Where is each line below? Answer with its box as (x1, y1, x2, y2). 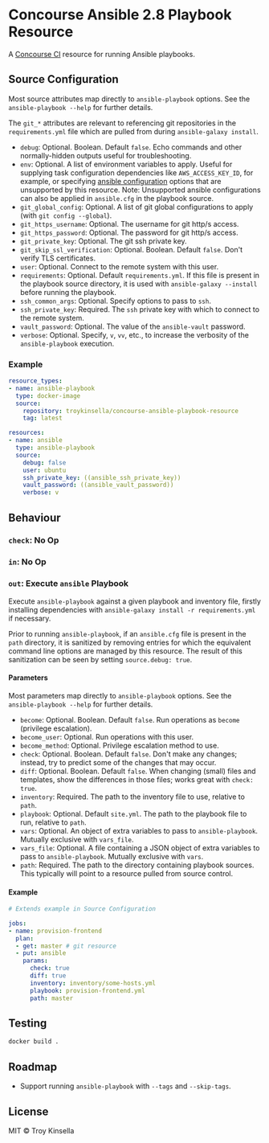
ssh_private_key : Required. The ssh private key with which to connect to (19, 304, 259, 314)
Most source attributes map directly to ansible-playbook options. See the (8, 94, 251, 104)
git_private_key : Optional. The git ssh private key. (19, 236, 187, 246)
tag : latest (22, 414, 63, 423)
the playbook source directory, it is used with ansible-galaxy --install (19, 279, 258, 289)
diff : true (29, 972, 67, 980)
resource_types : (8, 377, 63, 385)
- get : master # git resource (15, 942, 116, 950)
